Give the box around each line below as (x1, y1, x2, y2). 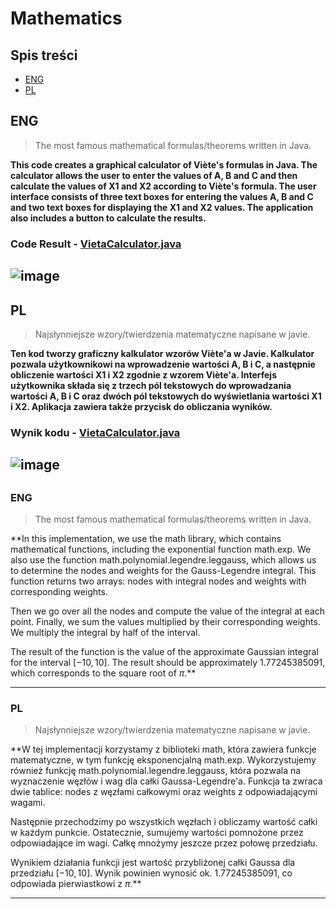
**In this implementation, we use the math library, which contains (10, 533, 282, 545)
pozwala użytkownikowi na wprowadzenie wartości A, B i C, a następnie (10, 358, 316, 370)
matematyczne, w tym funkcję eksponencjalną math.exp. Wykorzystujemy (10, 754, 317, 766)
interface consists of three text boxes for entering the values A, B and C (10, 190, 314, 202)
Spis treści (10, 47, 78, 64)
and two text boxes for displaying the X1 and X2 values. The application (10, 201, 314, 213)
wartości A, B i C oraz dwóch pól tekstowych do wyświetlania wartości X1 (10, 390, 322, 402)
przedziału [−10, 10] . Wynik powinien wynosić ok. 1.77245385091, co (10, 867, 293, 879)
